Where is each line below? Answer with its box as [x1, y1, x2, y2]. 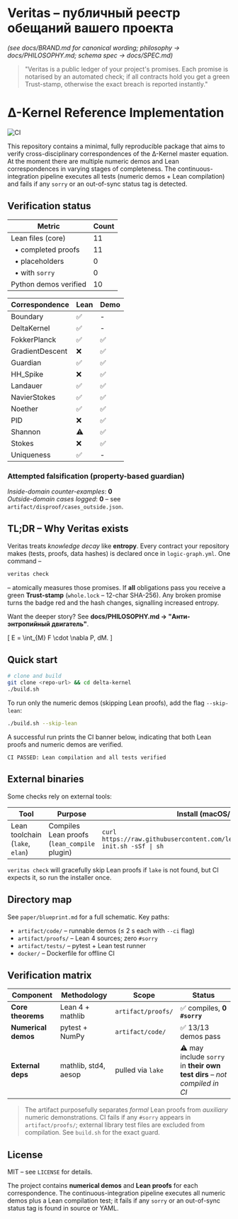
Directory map [7, 894, 72, 906]
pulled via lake [115, 1065, 164, 1075]
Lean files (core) [11, 233, 66, 243]
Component [11, 991, 53, 1001]
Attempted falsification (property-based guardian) [7, 471, 186, 481]
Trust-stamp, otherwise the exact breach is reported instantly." [24, 79, 208, 88]
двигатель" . [51, 619, 89, 628]
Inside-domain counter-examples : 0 [7, 487, 113, 496]
